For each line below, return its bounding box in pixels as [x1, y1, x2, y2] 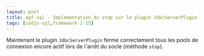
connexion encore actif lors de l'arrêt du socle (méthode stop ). [6, 43, 164, 50]
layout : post [6, 8, 40, 15]
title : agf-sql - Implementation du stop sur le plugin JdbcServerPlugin [6, 14, 198, 20]
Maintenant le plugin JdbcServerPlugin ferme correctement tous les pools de [6, 37, 199, 44]
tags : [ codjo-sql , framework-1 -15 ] [6, 20, 94, 26]
